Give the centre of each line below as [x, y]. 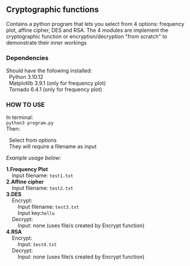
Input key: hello [36, 213]
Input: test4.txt [37, 244]
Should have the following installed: [49, 71]
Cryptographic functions [52, 10]
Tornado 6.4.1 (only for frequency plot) [55, 89]
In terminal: [20, 118]
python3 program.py [30, 123]
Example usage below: [34, 158]
